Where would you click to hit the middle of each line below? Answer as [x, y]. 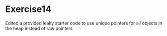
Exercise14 [28, 9]
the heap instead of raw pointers [39, 28]
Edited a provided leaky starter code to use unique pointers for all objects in [84, 23]
